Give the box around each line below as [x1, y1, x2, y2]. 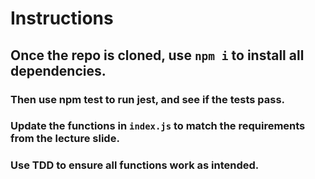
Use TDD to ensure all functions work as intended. [10, 158, 260, 172]
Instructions [10, 7, 114, 30]
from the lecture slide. [10, 132, 120, 146]
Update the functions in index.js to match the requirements [10, 119, 306, 133]
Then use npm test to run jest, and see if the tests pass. [10, 92, 286, 106]
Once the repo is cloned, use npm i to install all [10, 47, 305, 64]
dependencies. [10, 62, 107, 79]
